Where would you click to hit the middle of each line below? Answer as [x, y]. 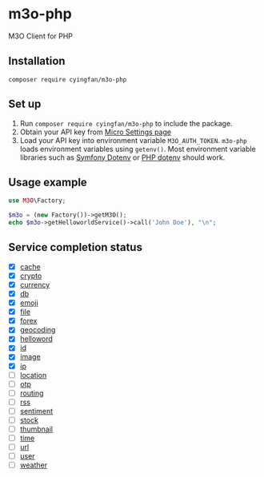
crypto [31, 276]
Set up [25, 104]
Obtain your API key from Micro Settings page [96, 132]
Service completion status [75, 247]
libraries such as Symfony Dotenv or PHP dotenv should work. [122, 157]
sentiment [36, 411]
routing [32, 393]
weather [34, 465]
